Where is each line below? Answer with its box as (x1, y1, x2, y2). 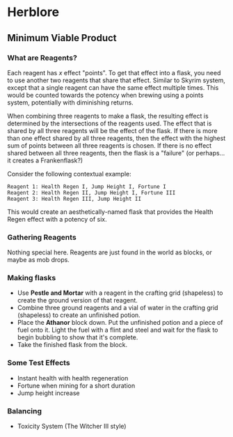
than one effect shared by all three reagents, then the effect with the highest (7, 134, 226, 142)
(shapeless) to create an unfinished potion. (17, 311, 140, 319)
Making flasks (7, 273, 56, 283)
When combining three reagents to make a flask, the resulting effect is (7, 112, 209, 120)
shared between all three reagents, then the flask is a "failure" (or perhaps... (7, 148, 225, 157)
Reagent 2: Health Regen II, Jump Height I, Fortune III (7, 189, 176, 196)
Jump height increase (17, 388, 80, 397)
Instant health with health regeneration (17, 374, 129, 382)
